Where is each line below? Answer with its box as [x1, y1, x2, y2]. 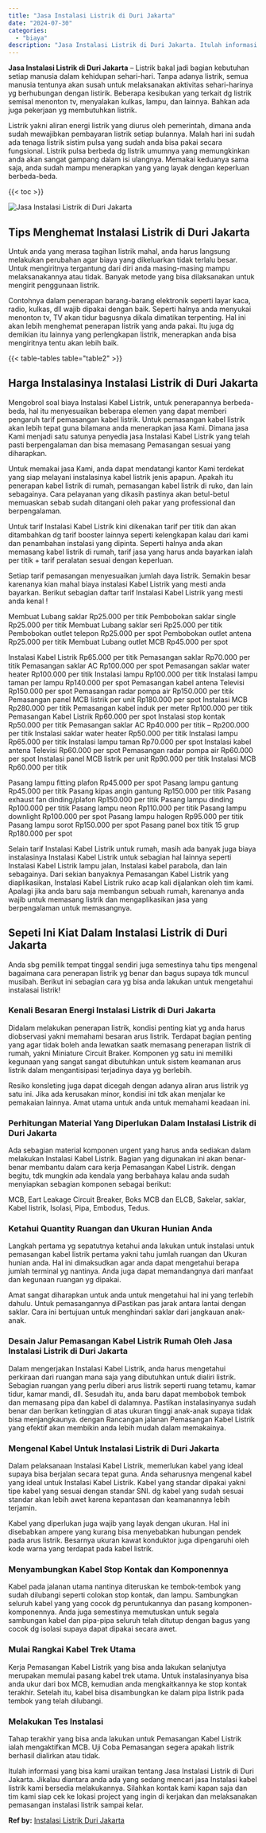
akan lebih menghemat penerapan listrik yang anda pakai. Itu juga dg [8, 321, 234, 330]
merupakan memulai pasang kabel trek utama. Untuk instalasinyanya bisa [8, 1671, 249, 1680]
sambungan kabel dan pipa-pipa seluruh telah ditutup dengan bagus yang [8, 1616, 251, 1625]
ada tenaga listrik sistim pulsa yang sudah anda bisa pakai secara [8, 138, 222, 147]
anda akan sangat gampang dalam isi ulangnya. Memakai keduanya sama [8, 154, 249, 164]
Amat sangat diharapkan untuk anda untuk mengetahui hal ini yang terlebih [8, 1290, 254, 1300]
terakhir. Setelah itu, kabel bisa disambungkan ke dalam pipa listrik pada [8, 1687, 245, 1697]
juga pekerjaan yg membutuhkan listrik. [8, 105, 137, 115]
